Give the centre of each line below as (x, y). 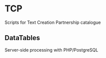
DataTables (22, 38)
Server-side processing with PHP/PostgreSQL (52, 50)
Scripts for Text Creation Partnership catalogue (53, 22)
